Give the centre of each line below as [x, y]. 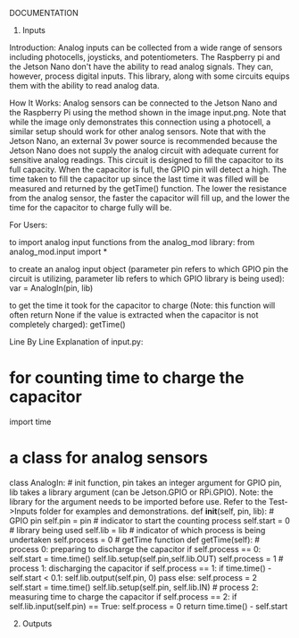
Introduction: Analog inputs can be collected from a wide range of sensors [146, 47]
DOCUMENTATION [44, 13]
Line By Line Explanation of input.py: [76, 342]
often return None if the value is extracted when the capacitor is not [134, 315]
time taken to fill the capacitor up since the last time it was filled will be [139, 179]
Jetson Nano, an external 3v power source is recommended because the [143, 141]
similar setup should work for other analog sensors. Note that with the [137, 132]
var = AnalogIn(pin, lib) [51, 288]
